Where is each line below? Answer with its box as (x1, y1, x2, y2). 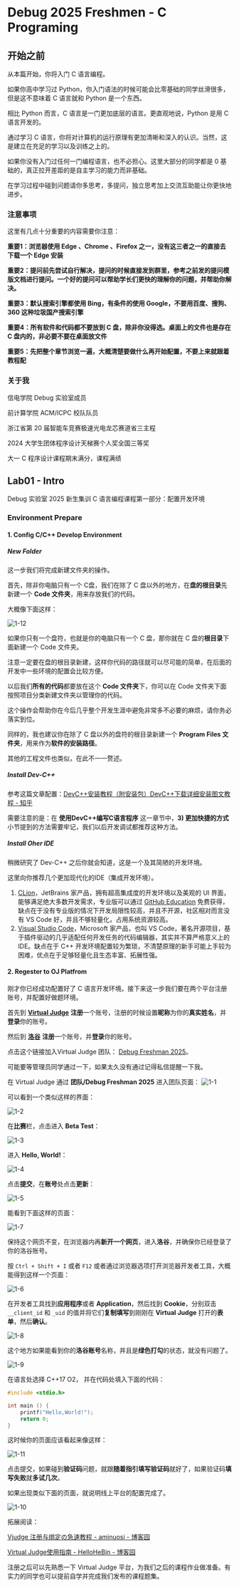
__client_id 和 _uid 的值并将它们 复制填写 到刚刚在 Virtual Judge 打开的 (7, 1308, 218, 1317)
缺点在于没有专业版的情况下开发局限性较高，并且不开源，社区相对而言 (17, 906, 224, 915)
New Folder (7, 546, 42, 556)
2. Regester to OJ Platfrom (7, 967, 87, 976)
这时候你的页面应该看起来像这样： (7, 1436, 107, 1445)
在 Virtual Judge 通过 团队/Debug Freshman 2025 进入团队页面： (7, 1078, 201, 1086)
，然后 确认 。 (14, 1317, 51, 1326)
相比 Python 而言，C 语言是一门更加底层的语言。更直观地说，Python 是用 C (7, 109, 229, 118)
